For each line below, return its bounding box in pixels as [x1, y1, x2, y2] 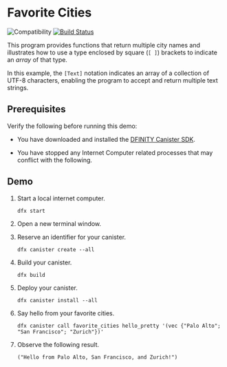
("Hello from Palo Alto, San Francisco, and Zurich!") [17, 353, 178, 361]
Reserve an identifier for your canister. [17, 233, 126, 241]
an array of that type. [7, 55, 67, 63]
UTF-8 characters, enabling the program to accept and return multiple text [7, 76, 218, 84]
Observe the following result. [17, 340, 100, 348]
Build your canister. [17, 258, 72, 266]
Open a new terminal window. [17, 219, 102, 228]
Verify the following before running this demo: [7, 122, 138, 130]
